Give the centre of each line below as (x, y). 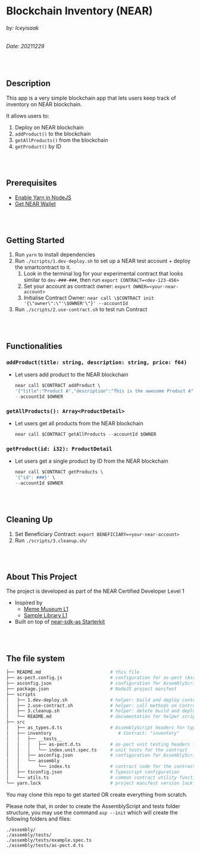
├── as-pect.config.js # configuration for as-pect (94, 678)
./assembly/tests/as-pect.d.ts (45, 845)
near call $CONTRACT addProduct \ (57, 386)
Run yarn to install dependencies (55, 255)
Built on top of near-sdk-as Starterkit (60, 622)
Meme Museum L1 (46, 609)
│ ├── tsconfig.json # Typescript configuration (93, 772)
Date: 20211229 (25, 47)
